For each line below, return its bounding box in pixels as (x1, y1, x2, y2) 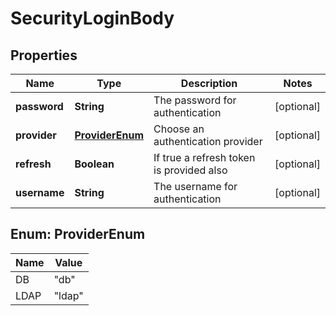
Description (180, 77, 238, 90)
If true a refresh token (153, 151, 256, 164)
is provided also (153, 163, 228, 177)
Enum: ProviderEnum (10, 226, 146, 243)
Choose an (153, 122, 205, 136)
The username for (153, 180, 238, 193)
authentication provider (153, 135, 263, 148)
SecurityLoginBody (10, 7, 175, 30)
